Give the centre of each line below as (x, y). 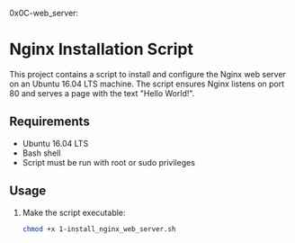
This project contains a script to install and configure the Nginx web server (147, 74)
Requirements (49, 122)
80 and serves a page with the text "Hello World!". (102, 93)
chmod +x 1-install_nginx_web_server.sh (99, 229)
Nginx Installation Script (101, 49)
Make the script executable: (74, 212)
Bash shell (41, 153)
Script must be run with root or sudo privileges (109, 162)
